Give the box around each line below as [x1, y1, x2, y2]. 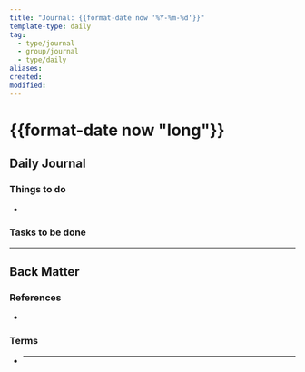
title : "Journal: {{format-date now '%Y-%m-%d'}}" [9, 13, 205, 23]
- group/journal [17, 47, 79, 56]
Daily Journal [9, 156, 86, 171]
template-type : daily [9, 22, 92, 31]
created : [9, 73, 43, 82]
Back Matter [9, 264, 80, 279]
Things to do [9, 183, 66, 196]
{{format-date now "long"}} [9, 120, 225, 141]
